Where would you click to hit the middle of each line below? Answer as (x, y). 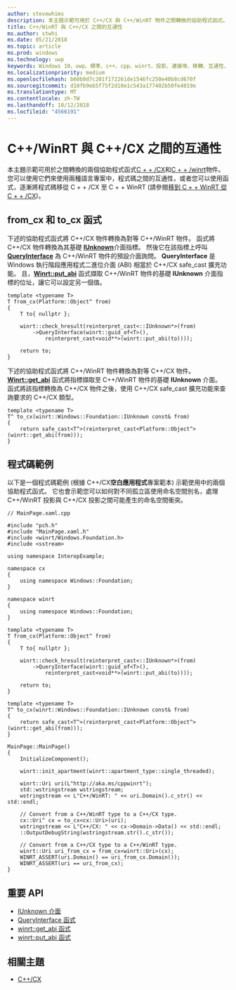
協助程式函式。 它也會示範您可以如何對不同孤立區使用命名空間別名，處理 (113, 491)
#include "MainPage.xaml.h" (48, 532)
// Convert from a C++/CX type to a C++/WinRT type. (99, 845)
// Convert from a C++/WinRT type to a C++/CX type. (99, 814)
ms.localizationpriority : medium (56, 72)
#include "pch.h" (33, 526)
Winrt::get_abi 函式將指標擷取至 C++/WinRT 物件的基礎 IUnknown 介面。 (114, 379)
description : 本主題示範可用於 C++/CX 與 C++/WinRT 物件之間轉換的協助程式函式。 (118, 20)
